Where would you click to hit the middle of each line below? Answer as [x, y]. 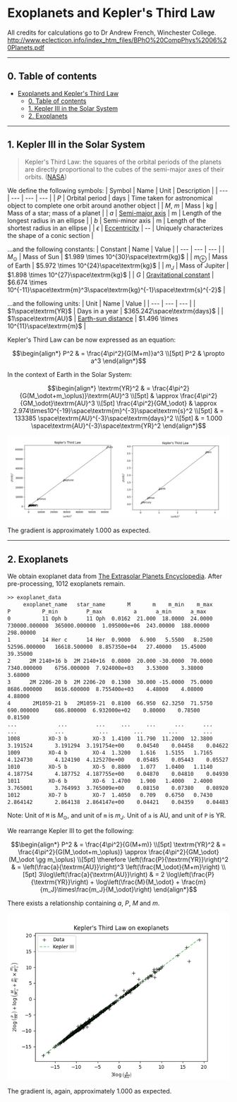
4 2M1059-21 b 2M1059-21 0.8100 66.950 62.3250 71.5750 [110, 703]
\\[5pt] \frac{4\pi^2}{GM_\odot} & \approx [157, 403]
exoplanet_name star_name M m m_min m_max [118, 604]
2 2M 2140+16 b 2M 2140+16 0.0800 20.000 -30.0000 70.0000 [110, 661]
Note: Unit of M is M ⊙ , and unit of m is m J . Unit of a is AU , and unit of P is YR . [117, 816]
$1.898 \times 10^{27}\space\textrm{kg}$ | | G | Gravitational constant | [111, 275]
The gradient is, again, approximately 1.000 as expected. [90, 1091]
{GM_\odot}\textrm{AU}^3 [57, 403]
